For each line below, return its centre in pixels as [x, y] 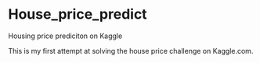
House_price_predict [78, 14]
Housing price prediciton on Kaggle [65, 36]
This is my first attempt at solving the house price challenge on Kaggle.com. [131, 51]
